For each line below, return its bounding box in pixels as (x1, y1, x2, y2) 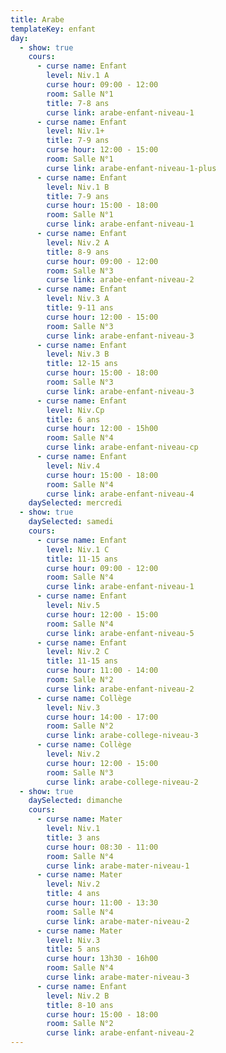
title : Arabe (10, 14, 65, 25)
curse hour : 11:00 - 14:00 (46, 666, 159, 676)
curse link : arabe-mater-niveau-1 (46, 861, 190, 871)
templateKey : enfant (10, 24, 97, 34)
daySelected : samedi (28, 517, 114, 527)
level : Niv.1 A (46, 71, 110, 81)
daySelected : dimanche (28, 796, 123, 806)
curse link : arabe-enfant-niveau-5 (46, 628, 195, 638)
